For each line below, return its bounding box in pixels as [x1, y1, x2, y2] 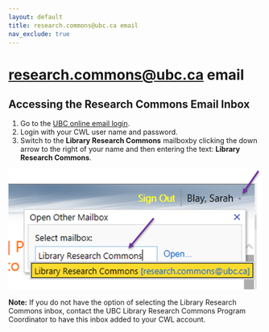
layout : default [8, 13, 63, 21]
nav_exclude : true [8, 30, 70, 38]
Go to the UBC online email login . [19, 119, 130, 129]
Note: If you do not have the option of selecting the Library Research [8, 297, 237, 307]
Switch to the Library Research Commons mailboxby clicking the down [19, 136, 258, 146]
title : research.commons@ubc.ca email [8, 21, 139, 30]
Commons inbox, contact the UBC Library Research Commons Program [8, 305, 246, 315]
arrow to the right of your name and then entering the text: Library [19, 145, 240, 154]
